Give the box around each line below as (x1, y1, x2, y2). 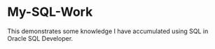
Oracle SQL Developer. (7, 34, 74, 42)
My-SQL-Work (7, 4, 93, 20)
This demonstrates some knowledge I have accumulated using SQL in (7, 27, 209, 35)
